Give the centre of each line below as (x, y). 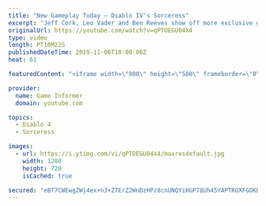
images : (21, 147)
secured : (23, 190)
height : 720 (42, 168)
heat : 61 (23, 60)
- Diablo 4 (33, 125)
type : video (28, 38)
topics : (21, 117)
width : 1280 (42, 161)
